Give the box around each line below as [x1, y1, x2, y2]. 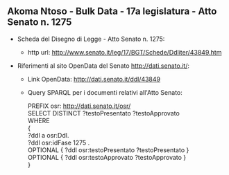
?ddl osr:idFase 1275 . [27, 138, 90, 147]
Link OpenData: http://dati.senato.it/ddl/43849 [27, 75, 161, 83]
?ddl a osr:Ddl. [27, 131, 69, 139]
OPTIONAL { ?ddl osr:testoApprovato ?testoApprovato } [27, 153, 187, 161]
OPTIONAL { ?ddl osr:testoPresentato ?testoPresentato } [27, 145, 189, 154]
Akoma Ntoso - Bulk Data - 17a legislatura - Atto [7, 6, 217, 17]
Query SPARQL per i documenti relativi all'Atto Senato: [27, 88, 183, 96]
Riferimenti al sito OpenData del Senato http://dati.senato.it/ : [17, 62, 189, 70]
